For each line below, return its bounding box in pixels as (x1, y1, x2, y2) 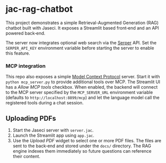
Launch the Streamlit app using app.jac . (12, 132, 94, 138)
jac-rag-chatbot (5, 3, 73, 15)
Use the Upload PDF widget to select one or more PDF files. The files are (12, 138, 162, 144)
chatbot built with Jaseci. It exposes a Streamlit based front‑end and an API (5, 25, 160, 31)
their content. (12, 154, 41, 160)
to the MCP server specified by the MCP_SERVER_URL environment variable (5, 90, 153, 96)
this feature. (5, 50, 30, 56)
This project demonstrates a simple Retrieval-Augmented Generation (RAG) (5, 20, 159, 26)
